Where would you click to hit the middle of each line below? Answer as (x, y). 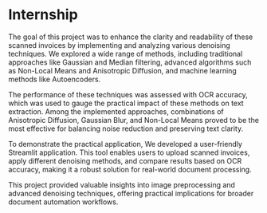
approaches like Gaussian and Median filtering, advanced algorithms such (130, 62)
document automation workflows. (63, 202)
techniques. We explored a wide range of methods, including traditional (126, 53)
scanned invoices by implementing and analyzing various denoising (120, 45)
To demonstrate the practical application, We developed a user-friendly (126, 144)
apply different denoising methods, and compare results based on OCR (125, 160)
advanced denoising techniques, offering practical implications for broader (131, 193)
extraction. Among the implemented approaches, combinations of (116, 111)
